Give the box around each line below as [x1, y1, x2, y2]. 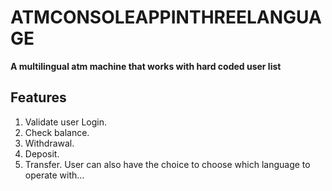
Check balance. [24, 126, 90, 138]
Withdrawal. [24, 137, 75, 149]
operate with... [24, 169, 85, 181]
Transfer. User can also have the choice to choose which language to [24, 158, 311, 170]
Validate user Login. [24, 116, 107, 128]
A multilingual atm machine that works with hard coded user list [10, 60, 282, 72]
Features [10, 89, 67, 106]
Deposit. [24, 147, 60, 160]
